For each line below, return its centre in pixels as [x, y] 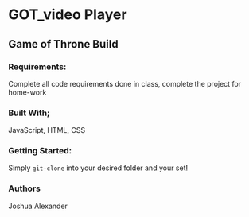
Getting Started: [40, 151]
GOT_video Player [68, 15]
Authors [25, 188]
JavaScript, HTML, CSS [47, 130]
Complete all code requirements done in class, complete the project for [125, 83]
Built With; [29, 113]
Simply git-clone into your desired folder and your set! [98, 168]
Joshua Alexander [38, 206]
